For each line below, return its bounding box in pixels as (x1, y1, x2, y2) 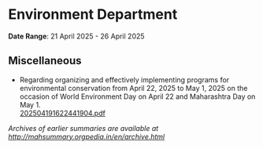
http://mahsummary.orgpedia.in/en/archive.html (8, 132, 165, 141)
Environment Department (8, 5, 178, 24)
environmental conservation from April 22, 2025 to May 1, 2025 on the (19, 83, 248, 93)
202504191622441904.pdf (19, 108, 106, 118)
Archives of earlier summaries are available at (8, 123, 159, 133)
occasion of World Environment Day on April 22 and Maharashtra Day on (19, 92, 256, 101)
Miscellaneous (8, 54, 82, 67)
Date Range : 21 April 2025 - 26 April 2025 (8, 31, 145, 41)
